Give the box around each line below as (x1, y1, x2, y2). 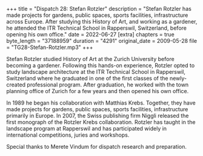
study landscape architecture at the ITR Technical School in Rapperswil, (6, 68, 186, 75)
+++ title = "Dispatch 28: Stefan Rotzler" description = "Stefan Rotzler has (6, 5, 192, 12)
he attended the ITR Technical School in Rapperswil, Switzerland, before (6, 24, 187, 31)
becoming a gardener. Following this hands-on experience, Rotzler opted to (6, 62, 195, 69)
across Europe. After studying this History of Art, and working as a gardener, (6, 18, 198, 25)
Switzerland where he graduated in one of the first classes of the (6, 75, 168, 82)
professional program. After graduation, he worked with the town (27, 81, 189, 88)
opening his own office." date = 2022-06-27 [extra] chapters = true (6, 31, 175, 38)
